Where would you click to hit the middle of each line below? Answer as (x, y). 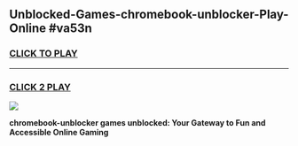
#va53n (71, 29)
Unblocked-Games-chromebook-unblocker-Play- (149, 15)
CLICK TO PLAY (43, 54)
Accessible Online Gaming (59, 132)
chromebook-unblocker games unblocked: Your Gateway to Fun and (137, 122)
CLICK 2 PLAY (40, 87)
